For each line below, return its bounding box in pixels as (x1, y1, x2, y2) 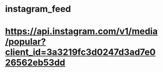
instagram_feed (5, 3, 71, 15)
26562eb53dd (5, 57, 66, 68)
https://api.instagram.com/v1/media (5, 26, 158, 37)
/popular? (5, 36, 46, 48)
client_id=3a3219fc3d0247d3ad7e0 (5, 47, 156, 58)
